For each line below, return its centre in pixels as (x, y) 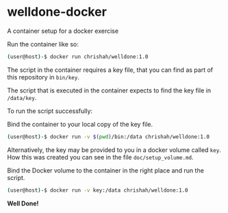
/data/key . (22, 97)
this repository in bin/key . (43, 77)
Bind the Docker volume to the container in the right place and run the (105, 170)
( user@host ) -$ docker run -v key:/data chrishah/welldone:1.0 (98, 190)
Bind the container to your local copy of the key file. (80, 124)
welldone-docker (57, 12)
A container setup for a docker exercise (63, 31)
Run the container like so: (43, 44)
